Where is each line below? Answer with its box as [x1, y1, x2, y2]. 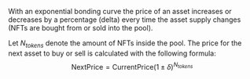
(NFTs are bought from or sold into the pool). [8, 23, 153, 32]
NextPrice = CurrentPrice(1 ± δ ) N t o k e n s [71, 60, 193, 71]
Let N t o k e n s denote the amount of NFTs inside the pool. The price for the [8, 38, 242, 49]
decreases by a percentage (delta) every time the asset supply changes [8, 15, 241, 24]
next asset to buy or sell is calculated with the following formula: [8, 48, 216, 58]
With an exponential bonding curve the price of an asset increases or [8, 7, 232, 16]
